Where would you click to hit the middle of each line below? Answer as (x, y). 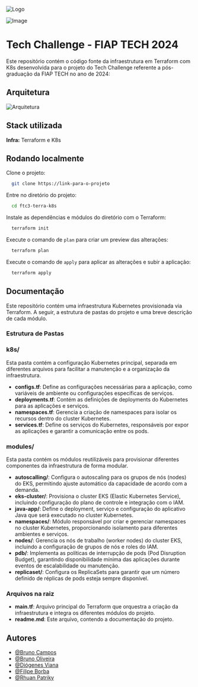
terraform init (30, 228)
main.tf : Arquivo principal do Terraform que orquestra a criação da (97, 607)
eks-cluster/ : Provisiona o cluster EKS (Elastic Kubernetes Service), (98, 496)
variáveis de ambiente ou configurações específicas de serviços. (94, 393)
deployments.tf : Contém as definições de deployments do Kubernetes (101, 399)
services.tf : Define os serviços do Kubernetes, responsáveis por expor (102, 425)
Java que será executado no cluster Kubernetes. (74, 515)
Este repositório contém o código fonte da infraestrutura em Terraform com (98, 61)
